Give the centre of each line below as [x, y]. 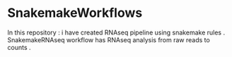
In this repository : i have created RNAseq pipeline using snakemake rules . [116, 32]
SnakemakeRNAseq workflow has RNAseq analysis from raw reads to [109, 39]
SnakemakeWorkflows [75, 13]
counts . [19, 47]
